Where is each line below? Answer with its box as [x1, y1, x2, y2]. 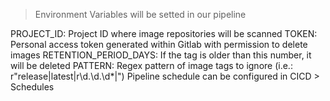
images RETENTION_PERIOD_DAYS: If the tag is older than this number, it [10, 49, 312, 61]
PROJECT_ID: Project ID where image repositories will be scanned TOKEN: [10, 28, 318, 39]
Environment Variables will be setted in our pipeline [34, 9, 247, 20]
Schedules [10, 81, 55, 93]
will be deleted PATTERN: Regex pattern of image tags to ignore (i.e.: [10, 60, 293, 71]
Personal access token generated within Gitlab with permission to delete [10, 39, 308, 50]
